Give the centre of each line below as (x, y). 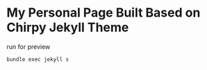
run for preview (28, 46)
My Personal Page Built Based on (104, 13)
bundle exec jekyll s (38, 59)
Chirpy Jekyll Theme (68, 27)
